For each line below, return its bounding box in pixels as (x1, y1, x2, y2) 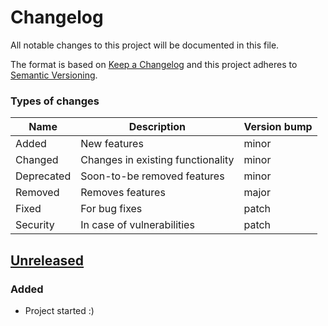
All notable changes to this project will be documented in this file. (10, 39, 280, 51)
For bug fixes (80, 202, 143, 216)
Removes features (80, 186, 166, 200)
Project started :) (24, 304, 95, 316)
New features (80, 137, 144, 151)
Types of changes (10, 94, 100, 108)
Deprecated (15, 169, 72, 183)
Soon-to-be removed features (80, 169, 225, 183)
